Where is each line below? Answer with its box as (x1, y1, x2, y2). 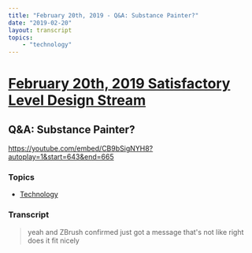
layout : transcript (8, 26, 72, 34)
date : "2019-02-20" (8, 19, 72, 27)
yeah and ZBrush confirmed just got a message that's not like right (27, 227, 244, 236)
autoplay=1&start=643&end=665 (8, 152, 114, 162)
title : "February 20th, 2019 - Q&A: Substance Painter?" (8, 11, 199, 20)
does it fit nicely (27, 236, 80, 245)
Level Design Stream (8, 91, 146, 110)
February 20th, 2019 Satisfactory (8, 75, 231, 93)
